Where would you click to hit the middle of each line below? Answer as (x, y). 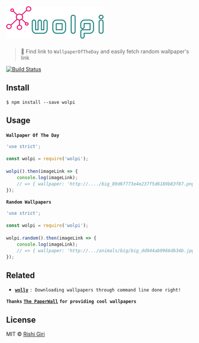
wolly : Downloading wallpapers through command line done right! (98, 290)
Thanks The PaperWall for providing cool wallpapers (71, 302)
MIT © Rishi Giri (26, 334)
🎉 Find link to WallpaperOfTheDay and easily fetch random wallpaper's (105, 51)
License (21, 320)
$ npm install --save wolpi (41, 102)
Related (21, 275)
